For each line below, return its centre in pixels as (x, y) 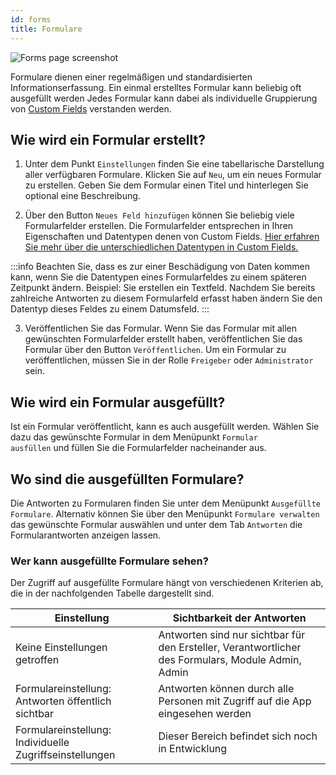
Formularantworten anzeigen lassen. (86, 535)
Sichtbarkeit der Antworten (239, 618)
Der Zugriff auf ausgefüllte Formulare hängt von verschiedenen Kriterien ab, (167, 583)
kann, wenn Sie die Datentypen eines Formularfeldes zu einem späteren (158, 277)
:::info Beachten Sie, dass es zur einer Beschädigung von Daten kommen (160, 267)
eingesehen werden (205, 714)
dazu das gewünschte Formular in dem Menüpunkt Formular (134, 437)
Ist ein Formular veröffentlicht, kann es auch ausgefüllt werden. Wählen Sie (165, 427)
